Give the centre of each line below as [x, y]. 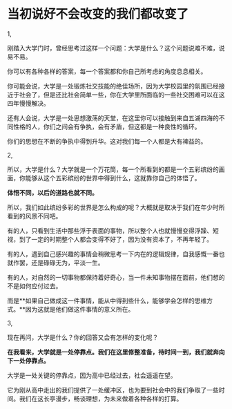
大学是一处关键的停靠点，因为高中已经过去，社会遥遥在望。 [92, 375]
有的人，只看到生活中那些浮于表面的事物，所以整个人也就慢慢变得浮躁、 [110, 230]
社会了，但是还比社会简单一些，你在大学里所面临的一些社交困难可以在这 [122, 95]
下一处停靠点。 [28, 361]
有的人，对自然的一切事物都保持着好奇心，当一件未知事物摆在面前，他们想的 [116, 277]
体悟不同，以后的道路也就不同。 [52, 192]
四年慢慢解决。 [28, 103]
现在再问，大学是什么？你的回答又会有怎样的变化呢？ [83, 337]
